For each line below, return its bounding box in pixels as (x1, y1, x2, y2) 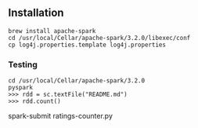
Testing (8, 59, 38, 70)
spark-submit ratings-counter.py (8, 112, 113, 121)
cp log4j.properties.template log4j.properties (8, 41, 167, 49)
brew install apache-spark (8, 27, 96, 35)
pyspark (8, 84, 34, 92)
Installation (8, 6, 64, 20)
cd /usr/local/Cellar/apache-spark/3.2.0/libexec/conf (8, 34, 191, 42)
